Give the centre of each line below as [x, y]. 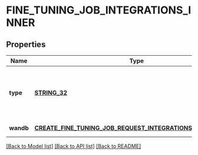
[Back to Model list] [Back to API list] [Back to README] [74, 146]
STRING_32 [51, 93]
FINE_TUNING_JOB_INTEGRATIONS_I [99, 10]
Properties [26, 44]
